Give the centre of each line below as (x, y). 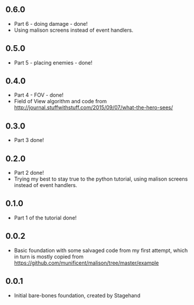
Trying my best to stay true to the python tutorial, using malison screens (101, 179)
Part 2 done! (29, 173)
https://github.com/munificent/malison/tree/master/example (86, 263)
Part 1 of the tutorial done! (45, 218)
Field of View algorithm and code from (60, 101)
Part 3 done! (29, 140)
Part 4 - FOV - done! (39, 95)
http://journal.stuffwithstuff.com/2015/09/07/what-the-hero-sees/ (93, 107)
